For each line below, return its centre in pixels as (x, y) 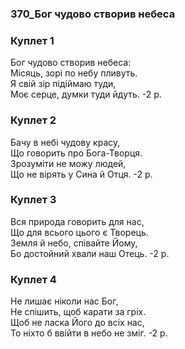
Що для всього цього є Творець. (79, 232)
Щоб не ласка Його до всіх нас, (77, 323)
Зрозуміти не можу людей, (68, 163)
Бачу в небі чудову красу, (65, 142)
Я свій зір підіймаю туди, (63, 84)
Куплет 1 (32, 40)
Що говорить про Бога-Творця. (76, 153)
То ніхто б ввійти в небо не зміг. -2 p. (89, 333)
